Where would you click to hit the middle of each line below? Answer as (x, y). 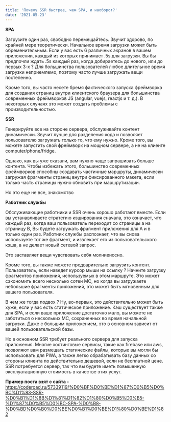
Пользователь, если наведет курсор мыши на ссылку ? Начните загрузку (86, 270)
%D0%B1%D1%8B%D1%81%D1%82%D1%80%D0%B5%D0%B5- (75, 398)
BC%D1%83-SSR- (25, 392)
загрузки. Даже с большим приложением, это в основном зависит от (81, 324)
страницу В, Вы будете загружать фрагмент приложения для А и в (78, 228)
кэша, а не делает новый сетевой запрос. (51, 245)
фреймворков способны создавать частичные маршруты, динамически (84, 172)
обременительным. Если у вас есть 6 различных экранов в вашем (78, 50)
